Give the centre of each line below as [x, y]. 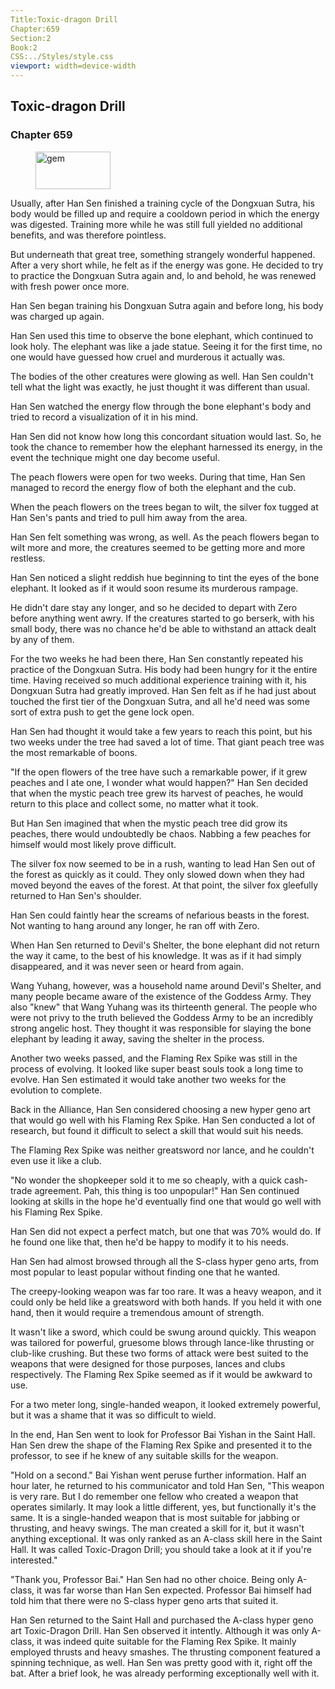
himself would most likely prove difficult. [93, 844]
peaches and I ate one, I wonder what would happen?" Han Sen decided [159, 782]
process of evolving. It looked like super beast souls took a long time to [157, 1068]
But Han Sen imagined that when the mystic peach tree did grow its [149, 823]
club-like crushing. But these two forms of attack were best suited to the [159, 1353]
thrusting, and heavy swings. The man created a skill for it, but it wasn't [157, 1528]
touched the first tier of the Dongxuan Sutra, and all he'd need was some [160, 701]
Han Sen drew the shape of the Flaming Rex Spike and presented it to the [161, 1445]
